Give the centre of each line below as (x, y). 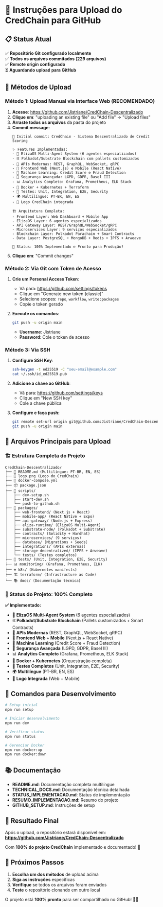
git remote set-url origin (39, 421)
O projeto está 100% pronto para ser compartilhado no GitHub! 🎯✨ (72, 899)
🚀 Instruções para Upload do (64, 10)
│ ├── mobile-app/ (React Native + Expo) (50, 517)
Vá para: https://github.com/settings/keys (61, 393)
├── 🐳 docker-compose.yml (31, 481)
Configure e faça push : (36, 413)
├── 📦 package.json (26, 486)
